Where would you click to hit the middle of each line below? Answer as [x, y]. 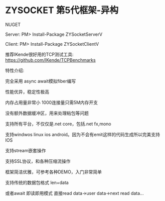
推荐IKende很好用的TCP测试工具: [39, 54]
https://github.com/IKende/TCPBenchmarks [51, 60]
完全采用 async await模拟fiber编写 [41, 81]
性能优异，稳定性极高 [27, 91]
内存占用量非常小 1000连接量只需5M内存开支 [52, 102]
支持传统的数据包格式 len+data [37, 182]
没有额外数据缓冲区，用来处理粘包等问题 [47, 113]
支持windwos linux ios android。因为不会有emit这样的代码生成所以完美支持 [83, 134]
